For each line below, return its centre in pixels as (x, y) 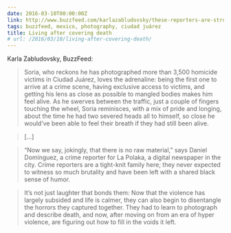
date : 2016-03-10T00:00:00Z (47, 13)
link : (15, 20)
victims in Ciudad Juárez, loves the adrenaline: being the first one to (120, 79)
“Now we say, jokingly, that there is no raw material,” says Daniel (115, 150)
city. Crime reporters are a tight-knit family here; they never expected (122, 165)
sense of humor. (47, 179)
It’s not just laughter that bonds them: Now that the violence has (114, 193)
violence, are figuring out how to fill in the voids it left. (100, 222)
